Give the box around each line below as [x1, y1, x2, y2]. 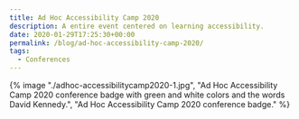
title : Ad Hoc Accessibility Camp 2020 [9, 13, 160, 23]
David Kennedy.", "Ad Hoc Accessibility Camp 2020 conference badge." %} [9, 99, 291, 109]
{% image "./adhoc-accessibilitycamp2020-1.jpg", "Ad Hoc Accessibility [9, 80, 278, 90]
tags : [9, 47, 30, 56]
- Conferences [17, 55, 70, 64]
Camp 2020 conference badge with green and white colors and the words [9, 89, 285, 100]
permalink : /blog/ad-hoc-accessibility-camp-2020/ [9, 38, 204, 48]
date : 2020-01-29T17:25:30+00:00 [9, 30, 135, 39]
